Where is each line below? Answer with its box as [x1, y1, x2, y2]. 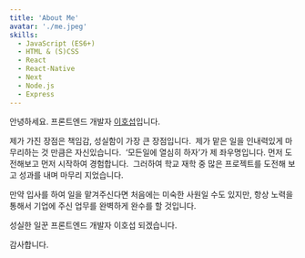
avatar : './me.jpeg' [9, 22, 88, 31]
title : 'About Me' [9, 13, 79, 23]
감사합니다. [9, 239, 49, 250]
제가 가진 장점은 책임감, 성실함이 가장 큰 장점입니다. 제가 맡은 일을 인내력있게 [9, 135, 284, 146]
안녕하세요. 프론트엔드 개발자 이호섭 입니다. [9, 116, 161, 127]
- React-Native [17, 65, 76, 74]
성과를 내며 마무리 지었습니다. [18, 170, 125, 181]
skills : [9, 30, 39, 39]
